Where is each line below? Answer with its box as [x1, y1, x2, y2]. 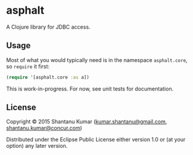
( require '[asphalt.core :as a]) [6, 74, 90, 80]
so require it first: [6, 63, 50, 70]
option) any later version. [6, 142, 68, 150]
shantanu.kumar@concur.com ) [6, 125, 82, 132]
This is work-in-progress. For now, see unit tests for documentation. [6, 85, 174, 92]
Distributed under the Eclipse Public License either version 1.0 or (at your [6, 136, 186, 143]
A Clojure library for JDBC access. [6, 23, 91, 30]
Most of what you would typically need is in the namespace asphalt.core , [6, 56, 188, 63]
